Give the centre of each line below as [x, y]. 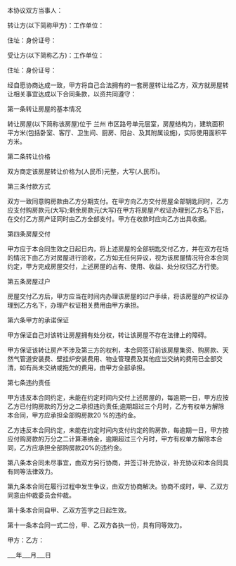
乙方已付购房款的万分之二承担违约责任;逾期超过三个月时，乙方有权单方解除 [116, 406]
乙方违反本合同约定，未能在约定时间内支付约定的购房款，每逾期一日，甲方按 [118, 430]
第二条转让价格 [29, 156]
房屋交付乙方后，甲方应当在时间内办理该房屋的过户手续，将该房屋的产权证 [115, 296]
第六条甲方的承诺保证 [38, 320]
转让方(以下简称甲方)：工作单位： [56, 25]
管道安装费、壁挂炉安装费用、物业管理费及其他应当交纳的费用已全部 [118, 359]
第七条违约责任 [29, 383]
